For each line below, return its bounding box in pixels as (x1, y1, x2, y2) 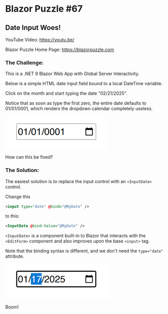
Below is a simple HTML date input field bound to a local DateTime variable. (5, 81, 163, 87)
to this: (5, 213, 20, 219)
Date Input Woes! (5, 23, 61, 32)
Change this (5, 193, 30, 199)
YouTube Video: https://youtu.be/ (5, 37, 74, 43)
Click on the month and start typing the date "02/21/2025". (5, 90, 128, 96)
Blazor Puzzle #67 (5, 3, 83, 15)
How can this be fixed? (5, 154, 53, 160)
